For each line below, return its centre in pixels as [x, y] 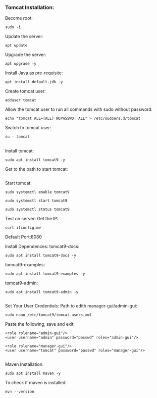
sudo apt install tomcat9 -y [35, 160]
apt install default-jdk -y [34, 82]
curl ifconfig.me [23, 227]
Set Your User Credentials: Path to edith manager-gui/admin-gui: [71, 306]
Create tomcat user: [26, 91]
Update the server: [24, 37]
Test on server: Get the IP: [32, 218]
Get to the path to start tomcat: [37, 169]
